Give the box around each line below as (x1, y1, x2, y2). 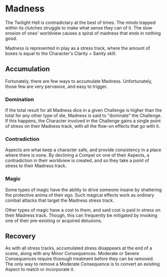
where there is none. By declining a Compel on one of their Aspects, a (5, 152, 149, 158)
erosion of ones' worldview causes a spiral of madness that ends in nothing (5, 30, 161, 36)
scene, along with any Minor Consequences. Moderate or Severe (5, 251, 139, 257)
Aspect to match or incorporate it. (5, 267, 75, 273)
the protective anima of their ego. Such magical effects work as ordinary (5, 192, 154, 198)
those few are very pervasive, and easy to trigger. (5, 83, 108, 89)
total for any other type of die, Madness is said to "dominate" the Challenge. (5, 113, 162, 119)
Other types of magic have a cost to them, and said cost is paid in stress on (5, 207, 161, 213)
